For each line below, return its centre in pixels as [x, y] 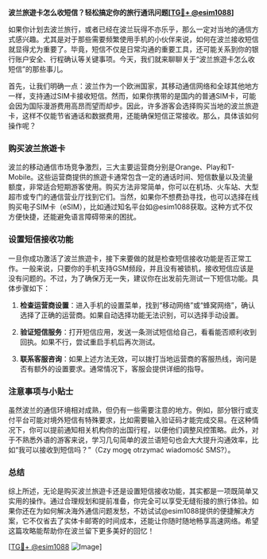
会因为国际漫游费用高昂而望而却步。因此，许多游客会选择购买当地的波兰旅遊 [133, 106]
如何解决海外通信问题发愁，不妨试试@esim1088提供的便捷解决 [145, 511]
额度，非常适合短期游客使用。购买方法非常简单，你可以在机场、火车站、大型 [133, 187]
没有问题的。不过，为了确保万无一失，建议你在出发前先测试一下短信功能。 [130, 278]
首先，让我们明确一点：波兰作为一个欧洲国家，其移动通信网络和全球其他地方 [133, 86]
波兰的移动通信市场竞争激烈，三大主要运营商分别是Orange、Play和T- [122, 167]
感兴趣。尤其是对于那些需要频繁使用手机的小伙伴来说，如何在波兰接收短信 [137, 39]
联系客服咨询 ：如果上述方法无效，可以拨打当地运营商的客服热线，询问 [135, 359]
